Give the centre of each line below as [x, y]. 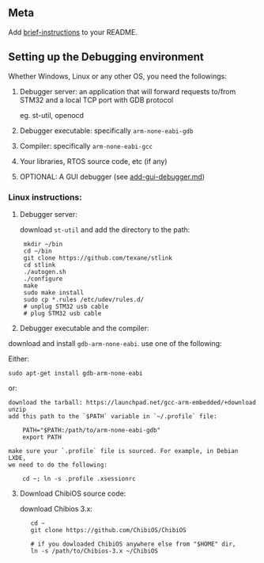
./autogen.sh [45, 272]
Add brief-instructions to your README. [73, 32]
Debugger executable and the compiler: [84, 328]
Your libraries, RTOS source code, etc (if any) [93, 161]
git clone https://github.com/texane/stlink [98, 258]
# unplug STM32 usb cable [66, 306]
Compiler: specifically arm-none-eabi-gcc [86, 146]
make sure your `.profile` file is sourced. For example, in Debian [123, 451]
